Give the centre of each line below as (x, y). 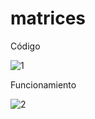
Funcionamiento (43, 84)
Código (25, 46)
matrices (48, 18)
